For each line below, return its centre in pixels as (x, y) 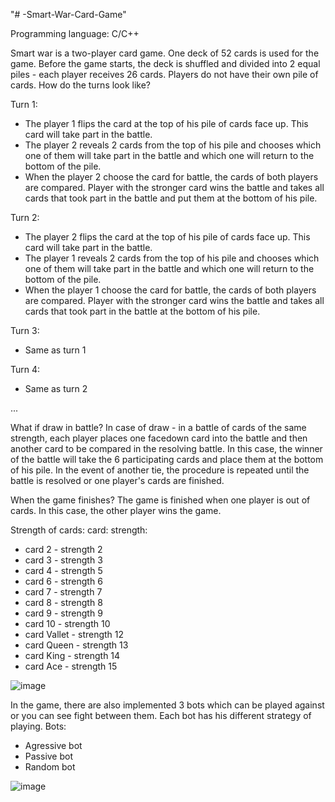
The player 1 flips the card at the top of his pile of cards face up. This (166, 123)
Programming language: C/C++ (75, 33)
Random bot (50, 767)
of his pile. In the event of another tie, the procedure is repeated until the (160, 470)
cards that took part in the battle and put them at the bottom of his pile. (171, 198)
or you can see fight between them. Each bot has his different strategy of (161, 715)
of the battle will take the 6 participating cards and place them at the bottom (167, 459)
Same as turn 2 (56, 388)
